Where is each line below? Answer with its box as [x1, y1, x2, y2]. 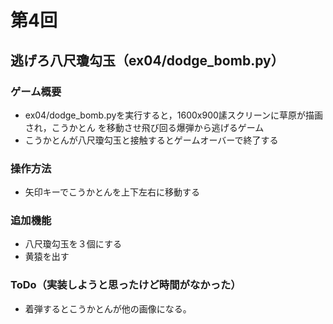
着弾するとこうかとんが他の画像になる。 [24, 302, 192, 315]
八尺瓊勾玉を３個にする [24, 238, 122, 250]
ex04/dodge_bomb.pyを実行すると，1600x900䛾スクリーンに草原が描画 [24, 109, 324, 121]
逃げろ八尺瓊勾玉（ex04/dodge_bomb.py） [10, 52, 285, 69]
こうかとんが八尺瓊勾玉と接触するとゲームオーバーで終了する [24, 134, 279, 146]
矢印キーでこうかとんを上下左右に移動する [24, 186, 200, 198]
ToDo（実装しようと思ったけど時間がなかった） [10, 278, 242, 292]
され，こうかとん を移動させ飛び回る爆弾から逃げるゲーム [24, 121, 265, 133]
